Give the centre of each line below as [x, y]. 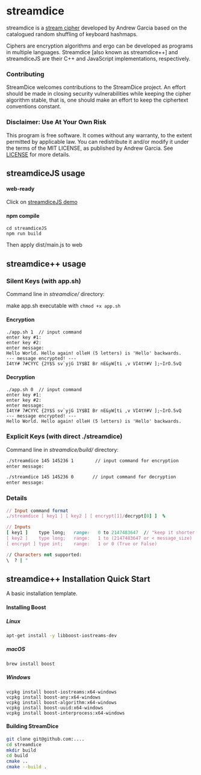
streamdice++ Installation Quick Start [78, 579]
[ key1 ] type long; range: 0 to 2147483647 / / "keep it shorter [101, 533]
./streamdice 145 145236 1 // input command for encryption [93, 461]
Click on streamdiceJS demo [42, 202]
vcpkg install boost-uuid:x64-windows [55, 708]
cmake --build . [26, 767]
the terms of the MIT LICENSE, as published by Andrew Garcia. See [90, 148]
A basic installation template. [42, 593]
